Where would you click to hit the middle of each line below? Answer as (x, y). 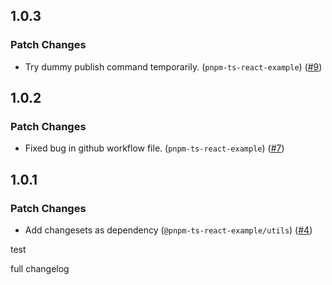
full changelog (40, 269)
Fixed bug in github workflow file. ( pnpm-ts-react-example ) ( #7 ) (154, 148)
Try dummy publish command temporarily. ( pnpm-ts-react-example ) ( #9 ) (173, 66)
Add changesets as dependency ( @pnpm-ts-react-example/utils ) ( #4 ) (168, 230)
